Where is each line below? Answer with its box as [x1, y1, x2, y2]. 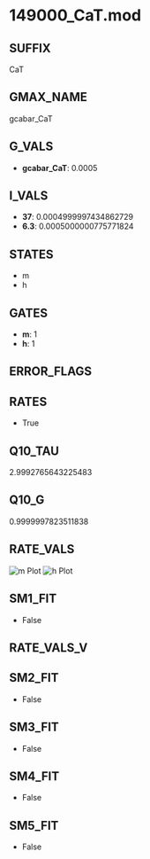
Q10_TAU [9, 443, 60, 458]
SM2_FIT [9, 670, 59, 685]
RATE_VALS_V [9, 640, 88, 655]
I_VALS [9, 188, 49, 204]
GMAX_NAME [9, 90, 88, 105]
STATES [9, 246, 55, 262]
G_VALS [9, 139, 54, 154]
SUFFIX [9, 41, 51, 56]
